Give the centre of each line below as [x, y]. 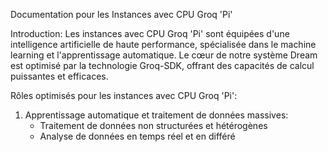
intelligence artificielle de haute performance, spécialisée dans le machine [163, 44]
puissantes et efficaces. [59, 76]
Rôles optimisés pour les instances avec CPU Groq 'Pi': [124, 95]
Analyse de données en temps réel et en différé [137, 136]
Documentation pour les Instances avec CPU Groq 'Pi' [121, 14]
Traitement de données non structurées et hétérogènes [153, 125]
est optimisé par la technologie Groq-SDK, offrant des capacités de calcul [162, 65]
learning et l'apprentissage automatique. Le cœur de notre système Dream [164, 55]
